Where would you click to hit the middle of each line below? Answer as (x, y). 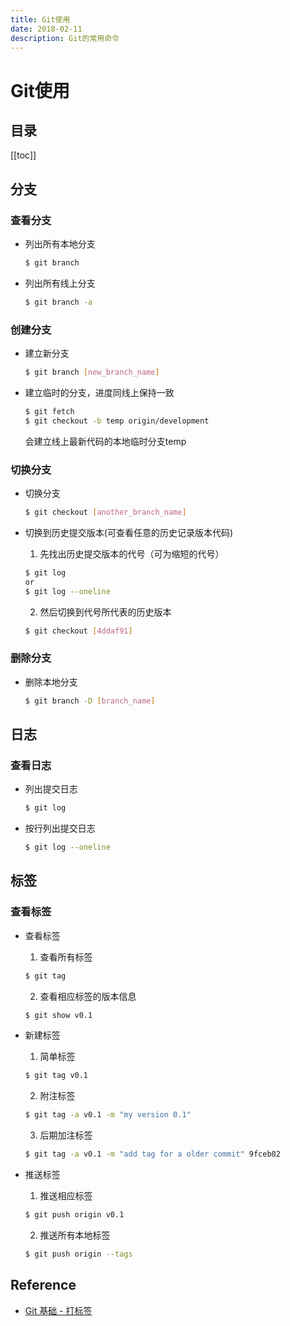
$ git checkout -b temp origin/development (117, 421)
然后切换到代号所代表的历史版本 (105, 612)
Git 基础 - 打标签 (58, 1310)
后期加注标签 (66, 1135)
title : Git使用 (40, 19)
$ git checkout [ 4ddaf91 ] (78, 631)
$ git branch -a (58, 302)
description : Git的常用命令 (65, 38)
